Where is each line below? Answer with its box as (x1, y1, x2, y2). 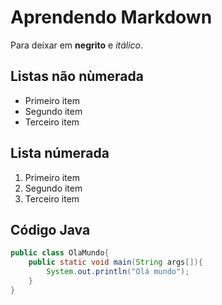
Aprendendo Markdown (10, 6, 213, 29)
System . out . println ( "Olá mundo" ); (46, 267, 190, 277)
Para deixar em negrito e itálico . (10, 39, 144, 51)
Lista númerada (10, 145, 110, 162)
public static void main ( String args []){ (28, 257, 203, 268)
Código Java (10, 221, 91, 238)
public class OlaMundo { (10, 248, 110, 258)
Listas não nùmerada (10, 68, 144, 85)
